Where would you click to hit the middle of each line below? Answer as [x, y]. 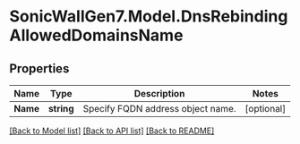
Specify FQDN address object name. [159, 109]
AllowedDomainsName [96, 35]
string [61, 109]
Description [159, 93]
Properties [39, 68]
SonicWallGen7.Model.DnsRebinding [149, 17]
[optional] [266, 109]
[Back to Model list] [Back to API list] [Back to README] [112, 131]
